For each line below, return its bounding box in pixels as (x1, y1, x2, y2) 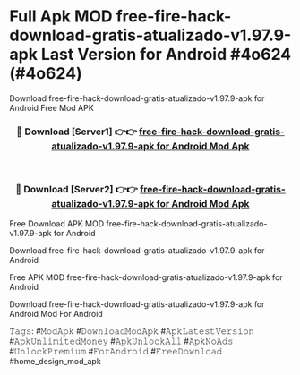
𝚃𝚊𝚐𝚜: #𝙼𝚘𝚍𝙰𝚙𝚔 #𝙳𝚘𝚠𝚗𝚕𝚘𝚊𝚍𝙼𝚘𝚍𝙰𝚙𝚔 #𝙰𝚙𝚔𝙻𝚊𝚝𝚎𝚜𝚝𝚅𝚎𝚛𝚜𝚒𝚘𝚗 (9, 325, 255, 337)
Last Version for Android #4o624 (40, 45, 292, 64)
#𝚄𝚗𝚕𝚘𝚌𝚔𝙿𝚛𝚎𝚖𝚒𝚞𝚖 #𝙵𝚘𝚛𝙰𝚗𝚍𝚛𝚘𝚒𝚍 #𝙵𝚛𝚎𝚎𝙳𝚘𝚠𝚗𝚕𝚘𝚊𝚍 (9, 345, 222, 356)
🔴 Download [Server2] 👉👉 (14, 183, 139, 196)
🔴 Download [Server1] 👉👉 (16, 125, 137, 138)
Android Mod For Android (9, 308, 103, 319)
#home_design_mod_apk (9, 355, 101, 366)
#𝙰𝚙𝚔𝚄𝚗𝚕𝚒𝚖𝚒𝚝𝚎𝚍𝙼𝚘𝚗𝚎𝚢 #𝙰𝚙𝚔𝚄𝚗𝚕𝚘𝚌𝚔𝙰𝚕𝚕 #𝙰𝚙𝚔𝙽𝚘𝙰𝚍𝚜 (9, 336, 234, 346)
